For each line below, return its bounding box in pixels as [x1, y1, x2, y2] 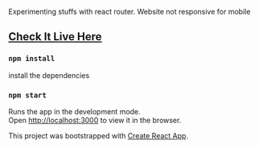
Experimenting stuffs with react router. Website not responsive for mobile [8, 7, 251, 16]
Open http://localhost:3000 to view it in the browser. [8, 115, 182, 125]
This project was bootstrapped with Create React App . [8, 130, 189, 140]
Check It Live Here [8, 30, 102, 43]
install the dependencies [8, 70, 90, 80]
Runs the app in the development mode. [8, 106, 141, 116]
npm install [8, 54, 55, 64]
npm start [8, 90, 47, 100]
